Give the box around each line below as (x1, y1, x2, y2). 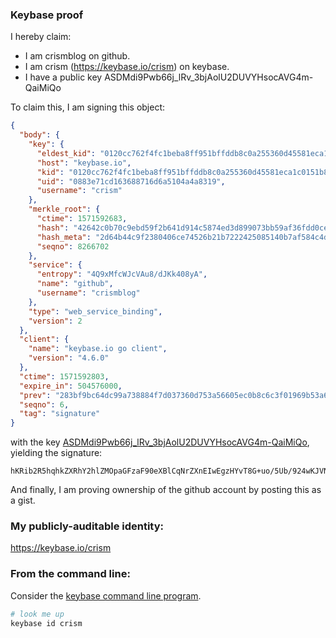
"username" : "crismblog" (36, 288, 141, 298)
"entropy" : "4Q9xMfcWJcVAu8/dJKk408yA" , (36, 269, 208, 280)
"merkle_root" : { (28, 204, 101, 215)
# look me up (10, 609, 65, 619)
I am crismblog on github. (24, 50, 131, 62)
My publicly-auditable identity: (10, 519, 165, 533)
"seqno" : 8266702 (36, 241, 110, 252)
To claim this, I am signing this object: (10, 101, 166, 113)
